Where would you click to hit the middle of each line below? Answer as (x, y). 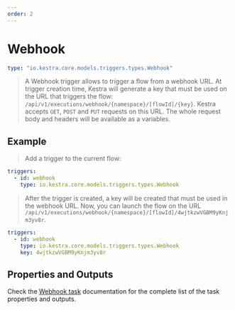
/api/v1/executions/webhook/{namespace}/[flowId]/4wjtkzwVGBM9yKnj (126, 212)
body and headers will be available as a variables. (97, 119)
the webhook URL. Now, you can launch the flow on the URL (113, 206)
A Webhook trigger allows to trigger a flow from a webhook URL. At (123, 82)
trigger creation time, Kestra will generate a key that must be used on (126, 89)
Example (27, 142)
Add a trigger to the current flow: (73, 159)
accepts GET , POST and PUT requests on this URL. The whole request (123, 111)
